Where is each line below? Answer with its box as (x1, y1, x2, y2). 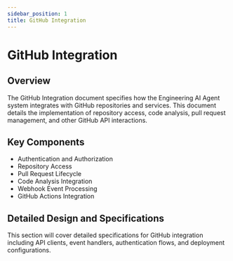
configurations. (7, 246, 51, 255)
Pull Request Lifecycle (17, 170, 82, 178)
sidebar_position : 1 (7, 10, 68, 18)
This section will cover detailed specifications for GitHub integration (7, 231, 204, 239)
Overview (7, 75, 51, 87)
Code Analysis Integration (17, 177, 93, 186)
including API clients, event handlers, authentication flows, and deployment (7, 239, 225, 247)
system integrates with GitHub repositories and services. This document (7, 101, 216, 109)
